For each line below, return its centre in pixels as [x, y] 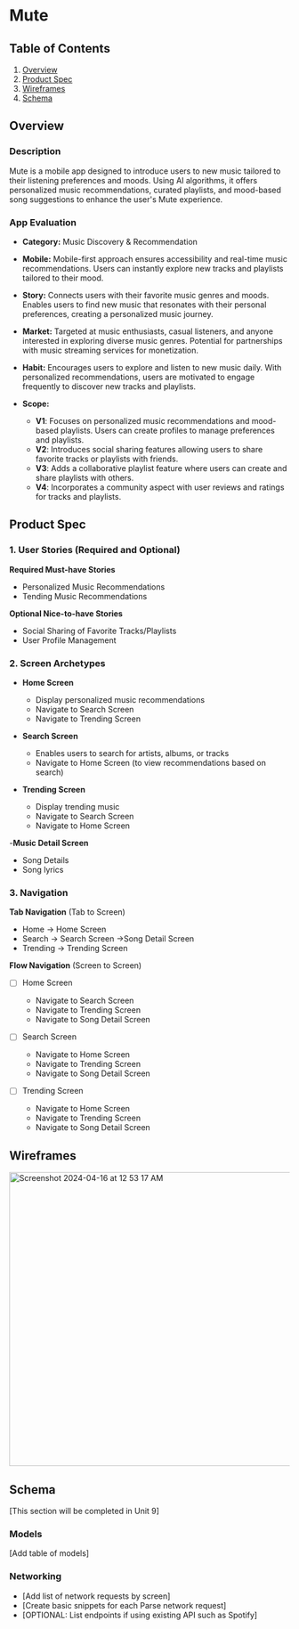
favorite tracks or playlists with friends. [107, 459]
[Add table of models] [49, 1553]
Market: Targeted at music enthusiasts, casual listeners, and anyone [148, 331]
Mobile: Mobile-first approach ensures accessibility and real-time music [154, 258]
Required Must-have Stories [62, 569]
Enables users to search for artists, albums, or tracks [132, 753]
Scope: [36, 403]
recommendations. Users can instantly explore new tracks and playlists [153, 268]
